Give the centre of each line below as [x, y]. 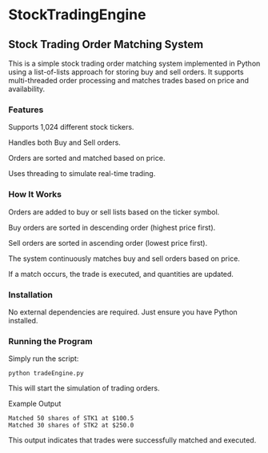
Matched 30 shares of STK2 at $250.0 [71, 426]
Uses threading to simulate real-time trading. [82, 174]
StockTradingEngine [77, 15]
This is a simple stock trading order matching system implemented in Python [134, 63]
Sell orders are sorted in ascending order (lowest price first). [108, 243]
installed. [23, 320]
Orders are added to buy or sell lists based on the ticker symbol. [114, 212]
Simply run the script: [44, 359]
